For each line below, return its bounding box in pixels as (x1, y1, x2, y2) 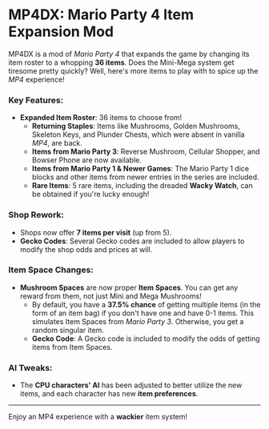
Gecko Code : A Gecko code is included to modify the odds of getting (31, 334, 260, 343)
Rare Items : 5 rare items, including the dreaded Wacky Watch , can (31, 181, 254, 190)
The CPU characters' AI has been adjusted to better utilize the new (19, 380, 243, 390)
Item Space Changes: (8, 264, 94, 275)
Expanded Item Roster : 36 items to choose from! (19, 113, 183, 122)
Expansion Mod (8, 22, 114, 41)
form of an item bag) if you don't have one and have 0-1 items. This (31, 308, 255, 318)
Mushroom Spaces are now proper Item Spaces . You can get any (19, 283, 239, 292)
